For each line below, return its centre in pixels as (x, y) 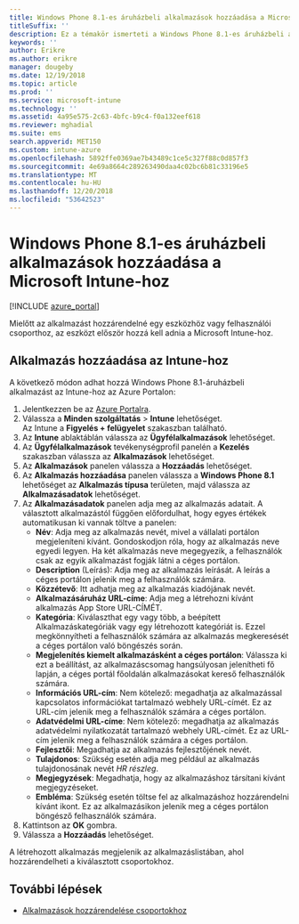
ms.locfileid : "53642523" (57, 200)
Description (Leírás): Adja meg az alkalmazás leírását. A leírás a (153, 570)
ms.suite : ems (36, 134)
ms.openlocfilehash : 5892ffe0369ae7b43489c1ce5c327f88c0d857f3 (129, 158)
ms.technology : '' (43, 109)
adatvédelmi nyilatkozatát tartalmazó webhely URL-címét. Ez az (152, 730)
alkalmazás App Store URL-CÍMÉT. (99, 607)
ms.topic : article (43, 84)
